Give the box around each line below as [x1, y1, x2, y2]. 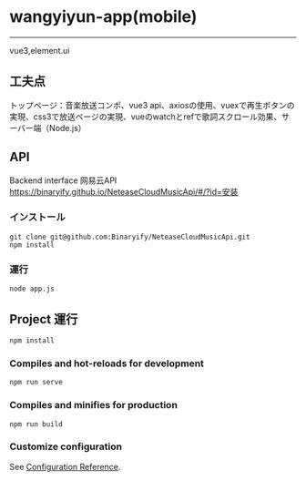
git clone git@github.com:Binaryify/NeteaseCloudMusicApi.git [9, 232, 250, 241]
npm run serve [9, 378, 64, 387]
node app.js [9, 284, 55, 293]
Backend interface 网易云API [9, 175, 117, 186]
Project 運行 [9, 312, 78, 327]
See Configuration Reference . [9, 461, 121, 472]
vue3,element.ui [9, 45, 70, 56]
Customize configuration [9, 440, 123, 453]
